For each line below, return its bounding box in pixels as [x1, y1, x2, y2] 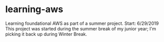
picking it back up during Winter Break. [5, 31, 88, 37]
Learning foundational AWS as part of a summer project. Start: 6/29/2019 [5, 20, 159, 26]
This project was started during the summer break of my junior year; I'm [5, 25, 156, 31]
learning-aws [5, 4, 64, 15]
